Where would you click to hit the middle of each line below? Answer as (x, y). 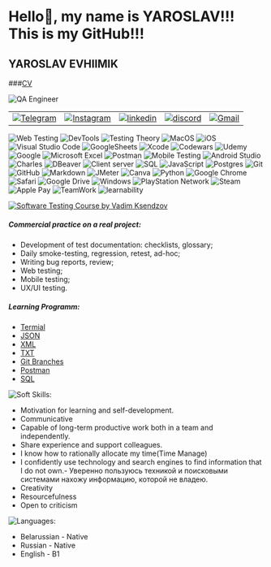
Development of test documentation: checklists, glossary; (116, 245)
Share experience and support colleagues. (91, 444)
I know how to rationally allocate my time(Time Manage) (114, 453)
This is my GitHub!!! (76, 34)
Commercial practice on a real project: (75, 224)
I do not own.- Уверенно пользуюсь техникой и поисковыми (124, 470)
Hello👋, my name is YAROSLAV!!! (122, 17)
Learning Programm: (44, 306)
